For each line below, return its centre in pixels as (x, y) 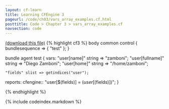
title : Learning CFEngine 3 (35, 15)
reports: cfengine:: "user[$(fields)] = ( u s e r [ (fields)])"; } (62, 82)
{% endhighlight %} (26, 92)
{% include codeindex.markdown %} (43, 102)
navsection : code (23, 29)
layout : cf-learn (23, 10)
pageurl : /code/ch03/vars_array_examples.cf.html (59, 19)
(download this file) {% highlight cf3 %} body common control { (71, 43)
